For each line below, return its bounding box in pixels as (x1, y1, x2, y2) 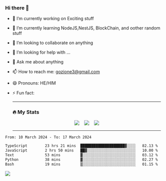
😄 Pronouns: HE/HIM (12, 80, 56, 86)
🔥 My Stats (12, 109, 40, 116)
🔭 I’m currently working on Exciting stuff (12, 16, 94, 22)
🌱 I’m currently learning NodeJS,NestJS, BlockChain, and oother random (12, 25, 161, 31)
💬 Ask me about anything (12, 59, 64, 65)
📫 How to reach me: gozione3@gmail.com (12, 69, 100, 75)
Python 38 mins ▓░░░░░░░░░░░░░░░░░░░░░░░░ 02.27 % (5, 157, 158, 162)
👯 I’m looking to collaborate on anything (12, 40, 93, 46)
